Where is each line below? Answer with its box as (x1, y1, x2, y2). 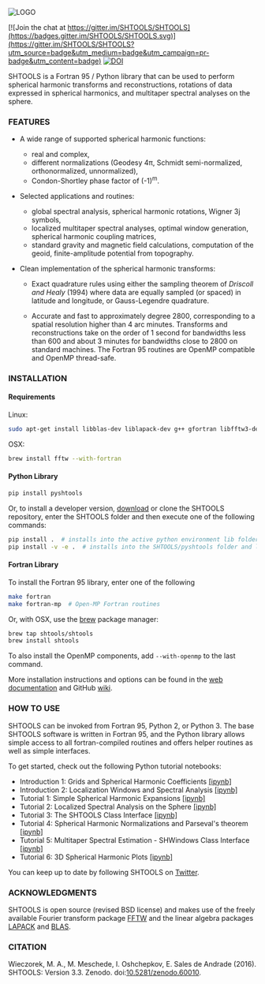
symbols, (31, 215, 62, 224)
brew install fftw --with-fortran (8, 455, 122, 462)
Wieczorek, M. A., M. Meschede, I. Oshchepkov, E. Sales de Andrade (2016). (8, 960, 257, 969)
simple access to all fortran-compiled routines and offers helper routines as (8, 738, 254, 747)
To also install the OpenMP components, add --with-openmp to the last (8, 651, 236, 660)
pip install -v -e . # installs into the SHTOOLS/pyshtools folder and (8, 543, 252, 551)
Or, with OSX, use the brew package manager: (8, 614, 159, 623)
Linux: (8, 410, 28, 420)
